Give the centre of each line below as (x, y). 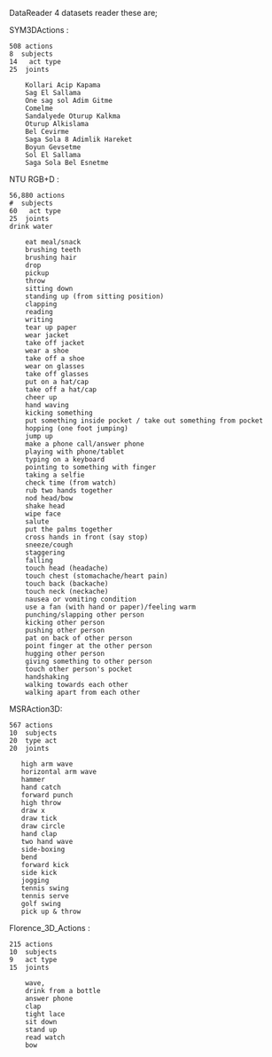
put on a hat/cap (57, 382)
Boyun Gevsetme (53, 147)
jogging (35, 880)
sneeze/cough (49, 545)
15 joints (29, 967)
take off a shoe (55, 359)
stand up (41, 1029)
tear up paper (51, 327)
